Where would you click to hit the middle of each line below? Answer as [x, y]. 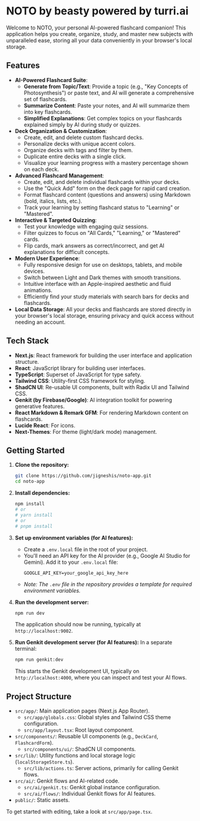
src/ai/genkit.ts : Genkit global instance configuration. [92, 787]
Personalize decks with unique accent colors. [80, 144]
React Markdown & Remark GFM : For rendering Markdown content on [101, 412]
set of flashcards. [45, 99]
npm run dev [30, 613]
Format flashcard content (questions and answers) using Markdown [107, 194]
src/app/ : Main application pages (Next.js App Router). [82, 711]
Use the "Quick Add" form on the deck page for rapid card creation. [107, 188]
